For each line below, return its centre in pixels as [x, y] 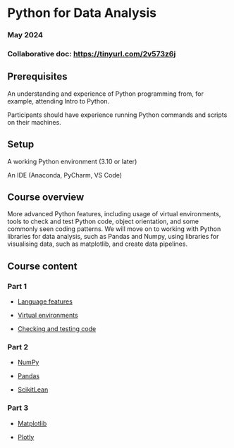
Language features [45, 301]
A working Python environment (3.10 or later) [72, 161]
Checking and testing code [57, 329]
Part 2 [18, 347]
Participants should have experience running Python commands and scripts [117, 115]
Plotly [26, 437]
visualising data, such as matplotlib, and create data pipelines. [98, 244]
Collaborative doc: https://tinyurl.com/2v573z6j [92, 54]
